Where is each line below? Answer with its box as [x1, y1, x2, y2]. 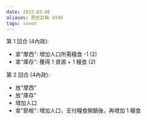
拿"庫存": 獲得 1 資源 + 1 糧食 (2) [15, 58, 96, 66]
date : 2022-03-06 [6, 9, 51, 15]
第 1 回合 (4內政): [6, 38, 49, 45]
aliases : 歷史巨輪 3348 [6, 15, 63, 21]
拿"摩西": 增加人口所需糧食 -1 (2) [15, 51, 98, 58]
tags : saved [6, 20, 37, 26]
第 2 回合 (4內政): [6, 71, 50, 79]
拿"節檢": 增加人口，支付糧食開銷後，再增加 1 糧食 [15, 107, 142, 115]
